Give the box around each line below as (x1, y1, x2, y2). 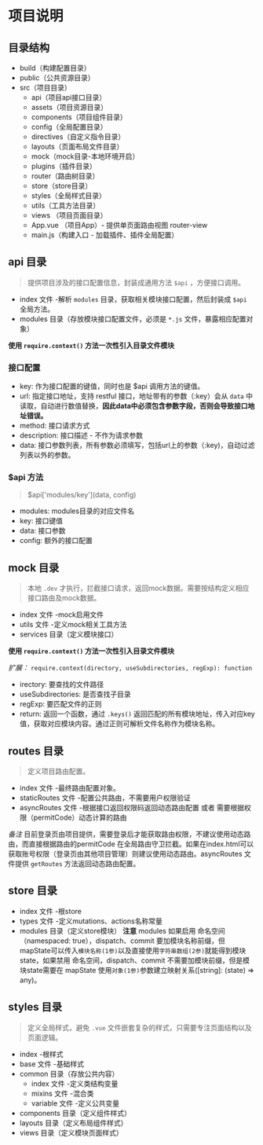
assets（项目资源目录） (31, 103, 108, 112)
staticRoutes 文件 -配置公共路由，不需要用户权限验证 (19, 793, 191, 802)
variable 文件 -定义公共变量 (31, 1098, 120, 1108)
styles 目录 (8, 1000, 63, 1014)
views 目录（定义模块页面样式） (19, 1128, 123, 1137)
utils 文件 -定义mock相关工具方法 (19, 620, 127, 629)
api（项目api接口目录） (31, 93, 107, 102)
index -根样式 (19, 1049, 64, 1059)
